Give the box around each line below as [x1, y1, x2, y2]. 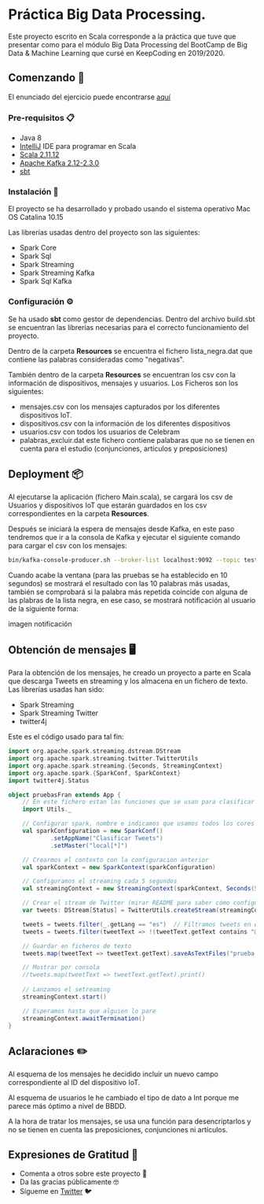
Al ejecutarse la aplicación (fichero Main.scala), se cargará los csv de [8, 492, 233, 502]
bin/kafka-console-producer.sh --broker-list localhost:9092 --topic [8, 556, 241, 564]
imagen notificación [8, 619, 72, 629]
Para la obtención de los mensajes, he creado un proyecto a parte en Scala [8, 668, 251, 678]
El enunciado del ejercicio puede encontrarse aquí [8, 92, 171, 102]
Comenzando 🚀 [8, 71, 85, 84]
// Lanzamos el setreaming [22, 986, 111, 994]
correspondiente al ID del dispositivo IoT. [8, 1078, 141, 1087]
